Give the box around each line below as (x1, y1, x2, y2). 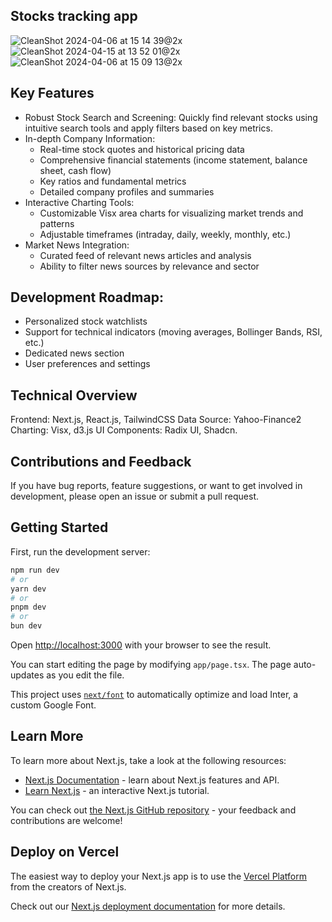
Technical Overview (10, 387, 138, 404)
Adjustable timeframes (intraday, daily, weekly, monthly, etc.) (39, 228, 292, 240)
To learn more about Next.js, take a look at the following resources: (10, 754, 287, 766)
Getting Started (10, 519, 109, 536)
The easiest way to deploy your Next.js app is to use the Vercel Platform (10, 870, 308, 882)
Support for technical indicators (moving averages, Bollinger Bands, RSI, (24, 326, 323, 338)
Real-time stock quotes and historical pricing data (39, 143, 245, 155)
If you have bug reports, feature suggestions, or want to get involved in (10, 480, 303, 492)
